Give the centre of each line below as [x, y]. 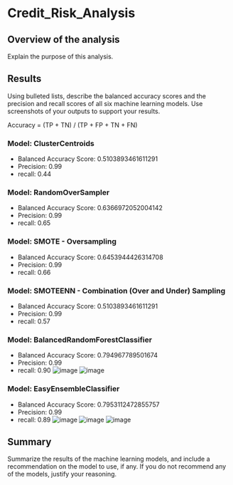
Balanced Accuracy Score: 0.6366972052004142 [90, 208]
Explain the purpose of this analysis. [60, 56]
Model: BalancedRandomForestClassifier [80, 340]
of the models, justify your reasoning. [62, 474]
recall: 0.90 [34, 370]
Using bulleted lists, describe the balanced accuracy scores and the [107, 96]
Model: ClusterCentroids [51, 143]
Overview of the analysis [64, 40]
